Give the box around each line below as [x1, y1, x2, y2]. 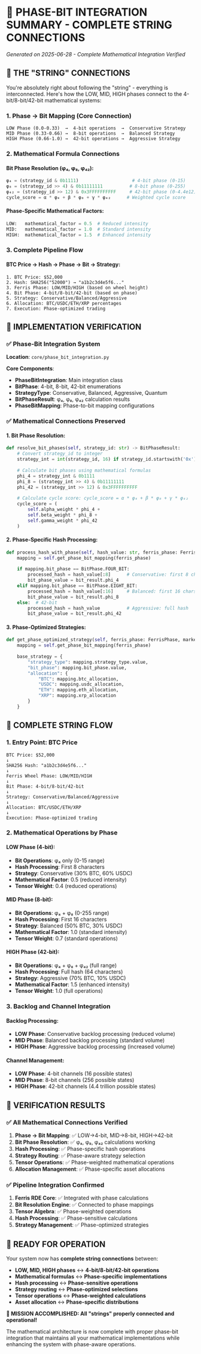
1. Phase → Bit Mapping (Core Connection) [6, 111, 132, 120]
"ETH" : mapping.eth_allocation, [38, 687, 119, 693]
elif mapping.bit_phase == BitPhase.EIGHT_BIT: [17, 583, 138, 589]
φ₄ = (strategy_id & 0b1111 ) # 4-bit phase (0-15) [6, 178, 186, 184]
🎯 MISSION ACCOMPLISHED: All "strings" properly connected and [6, 1310, 175, 1317]
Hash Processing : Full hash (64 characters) [14, 968, 123, 975]
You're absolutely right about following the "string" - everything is [6, 84, 169, 91]
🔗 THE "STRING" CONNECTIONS [6, 68, 130, 78]
